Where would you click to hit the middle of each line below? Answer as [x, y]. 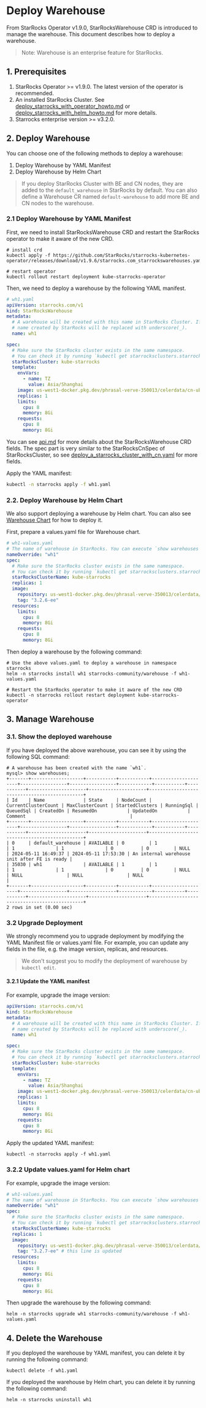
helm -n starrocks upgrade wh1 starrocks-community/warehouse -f [91, 1314]
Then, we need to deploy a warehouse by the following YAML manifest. [96, 288]
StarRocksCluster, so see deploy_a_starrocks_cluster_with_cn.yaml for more [102, 455]
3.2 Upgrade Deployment [45, 923]
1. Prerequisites [36, 72]
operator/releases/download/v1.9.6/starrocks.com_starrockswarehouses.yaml [105, 261]
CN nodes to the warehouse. [58, 203]
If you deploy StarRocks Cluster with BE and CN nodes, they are [102, 183]
